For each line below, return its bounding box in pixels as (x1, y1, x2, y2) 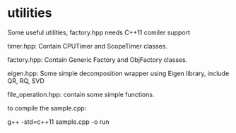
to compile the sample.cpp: (7, 103, 87, 112)
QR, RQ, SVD (7, 76, 45, 85)
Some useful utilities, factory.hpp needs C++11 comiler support (7, 28, 191, 37)
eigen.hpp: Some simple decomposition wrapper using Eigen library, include (7, 69, 230, 77)
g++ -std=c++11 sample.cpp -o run (7, 118, 110, 126)
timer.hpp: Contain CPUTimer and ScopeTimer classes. (7, 42, 168, 50)
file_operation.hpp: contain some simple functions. (7, 90, 155, 99)
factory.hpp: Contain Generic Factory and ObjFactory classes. (7, 55, 188, 64)
